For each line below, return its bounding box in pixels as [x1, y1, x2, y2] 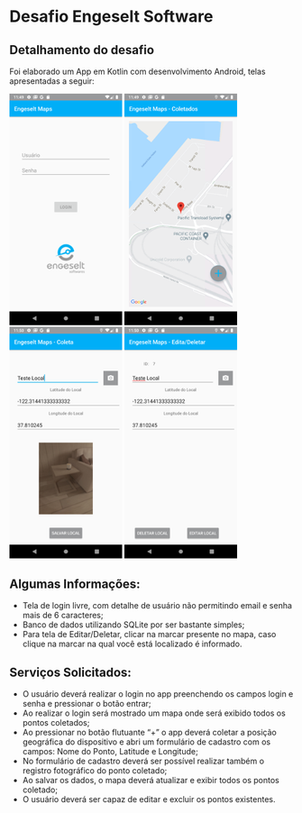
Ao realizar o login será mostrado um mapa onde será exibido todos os [22, 708, 286, 718]
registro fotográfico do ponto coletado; [22, 765, 168, 776]
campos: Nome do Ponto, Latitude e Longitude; [22, 746, 198, 757]
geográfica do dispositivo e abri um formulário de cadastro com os [22, 736, 271, 747]
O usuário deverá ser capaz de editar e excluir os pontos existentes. [22, 794, 277, 805]
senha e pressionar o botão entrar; [22, 699, 151, 709]
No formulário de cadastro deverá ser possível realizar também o [22, 755, 264, 767]
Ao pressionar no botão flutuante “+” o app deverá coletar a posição [22, 727, 277, 738]
